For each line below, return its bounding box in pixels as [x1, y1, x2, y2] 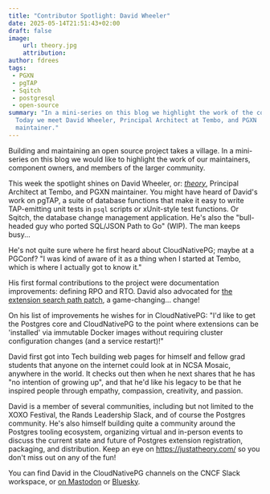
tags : [8, 64, 27, 72]
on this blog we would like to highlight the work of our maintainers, [30, 154, 251, 164]
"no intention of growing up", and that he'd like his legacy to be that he [8, 377, 242, 386]
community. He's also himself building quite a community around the [8, 418, 235, 428]
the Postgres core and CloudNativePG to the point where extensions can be [8, 319, 259, 329]
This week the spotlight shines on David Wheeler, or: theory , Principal [8, 178, 239, 188]
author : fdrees [8, 57, 59, 65]
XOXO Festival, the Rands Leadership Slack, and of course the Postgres [8, 410, 246, 419]
